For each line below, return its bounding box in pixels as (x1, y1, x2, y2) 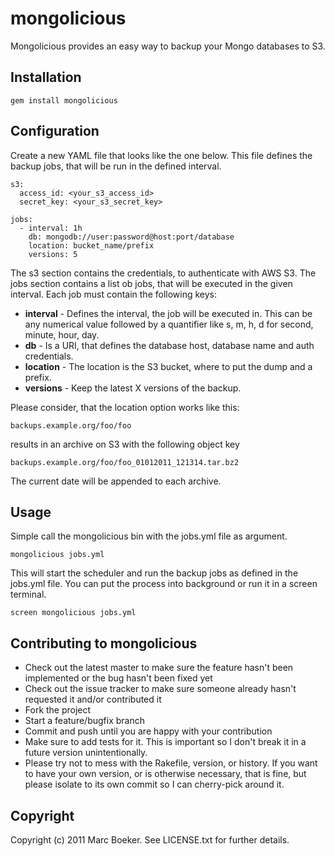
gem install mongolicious (10, 95, 118, 106)
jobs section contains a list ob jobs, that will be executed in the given (10, 277, 293, 289)
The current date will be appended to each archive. (10, 475, 222, 487)
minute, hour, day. (24, 328, 100, 341)
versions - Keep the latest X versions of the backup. (24, 382, 242, 394)
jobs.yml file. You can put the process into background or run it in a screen (10, 578, 318, 590)
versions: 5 (28, 249, 78, 259)
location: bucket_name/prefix (28, 240, 155, 251)
